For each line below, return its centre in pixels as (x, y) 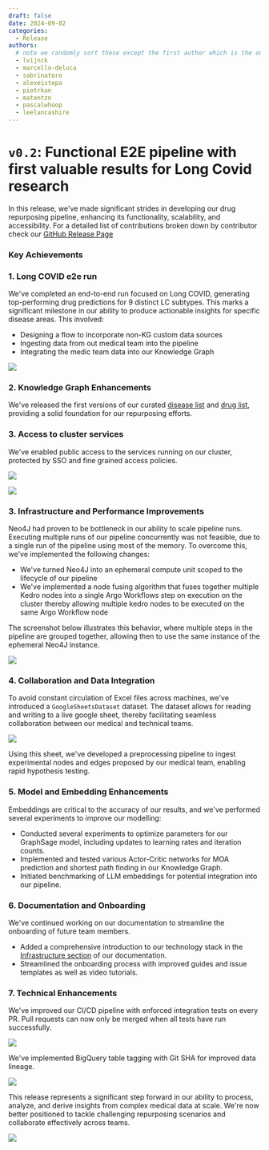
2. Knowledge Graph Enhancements (80, 388)
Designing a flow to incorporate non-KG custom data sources (121, 335)
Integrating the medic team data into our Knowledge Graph (117, 352)
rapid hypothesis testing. (49, 771)
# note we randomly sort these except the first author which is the (134, 53)
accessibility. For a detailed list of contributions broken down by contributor (133, 225)
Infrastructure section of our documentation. (93, 955)
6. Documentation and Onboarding (77, 905)
